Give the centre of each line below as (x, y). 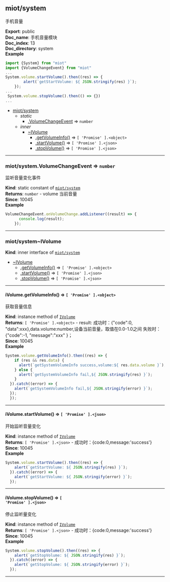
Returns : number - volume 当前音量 (41, 193)
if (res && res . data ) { (39, 360)
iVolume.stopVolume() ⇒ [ (34, 498)
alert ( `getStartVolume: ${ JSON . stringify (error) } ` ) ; (73, 477)
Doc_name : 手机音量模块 (31, 37)
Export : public (20, 31)
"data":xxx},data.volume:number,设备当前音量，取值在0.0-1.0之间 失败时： (83, 329)
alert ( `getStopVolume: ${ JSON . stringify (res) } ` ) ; (70, 555)
